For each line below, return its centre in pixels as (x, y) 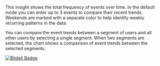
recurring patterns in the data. (36, 23)
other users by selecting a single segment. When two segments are (75, 38)
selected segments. (26, 48)
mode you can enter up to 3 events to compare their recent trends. (74, 12)
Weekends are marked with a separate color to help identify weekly (75, 18)
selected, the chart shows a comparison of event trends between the (76, 43)
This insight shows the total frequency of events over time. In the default (80, 7)
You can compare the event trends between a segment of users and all (78, 33)
